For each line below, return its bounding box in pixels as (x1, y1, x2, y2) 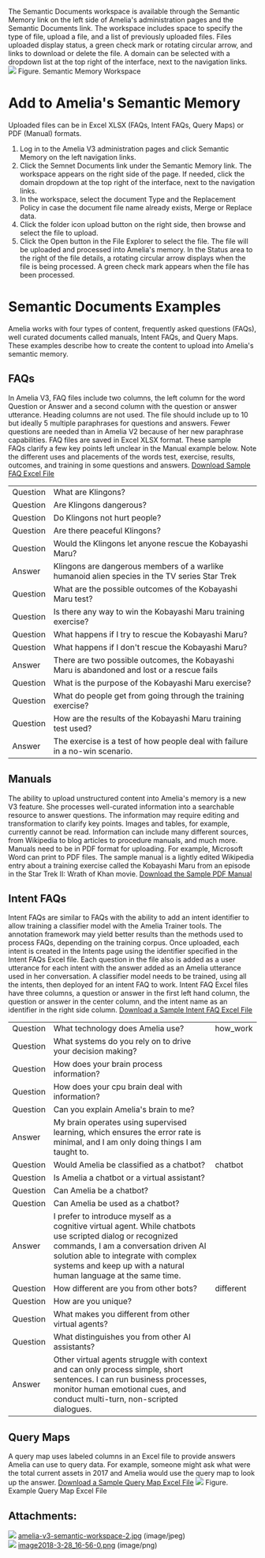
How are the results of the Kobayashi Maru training (53, 713, 242, 724)
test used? (53, 723, 92, 734)
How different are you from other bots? (53, 1283, 198, 1294)
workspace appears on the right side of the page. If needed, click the (19, 169, 245, 179)
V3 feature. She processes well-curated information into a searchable (8, 802, 235, 811)
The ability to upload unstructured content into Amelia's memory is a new (8, 793, 247, 803)
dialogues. (53, 1404, 92, 1415)
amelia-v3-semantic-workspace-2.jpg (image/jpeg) (17, 1530, 185, 1541)
